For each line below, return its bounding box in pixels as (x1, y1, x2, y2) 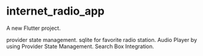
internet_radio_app (6, 4, 105, 18)
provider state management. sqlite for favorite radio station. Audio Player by (6, 36, 197, 43)
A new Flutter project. (6, 24, 61, 32)
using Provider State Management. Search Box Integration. (6, 43, 155, 50)
